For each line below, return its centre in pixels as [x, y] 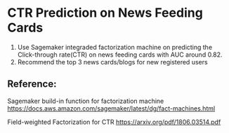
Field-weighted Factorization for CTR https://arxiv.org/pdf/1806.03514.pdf [114, 122]
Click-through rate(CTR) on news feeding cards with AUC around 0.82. [120, 55]
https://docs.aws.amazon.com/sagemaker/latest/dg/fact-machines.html [111, 108]
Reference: [32, 84]
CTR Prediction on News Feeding [105, 13]
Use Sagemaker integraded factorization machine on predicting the [115, 47]
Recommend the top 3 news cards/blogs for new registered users [113, 62]
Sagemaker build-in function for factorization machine [86, 101]
